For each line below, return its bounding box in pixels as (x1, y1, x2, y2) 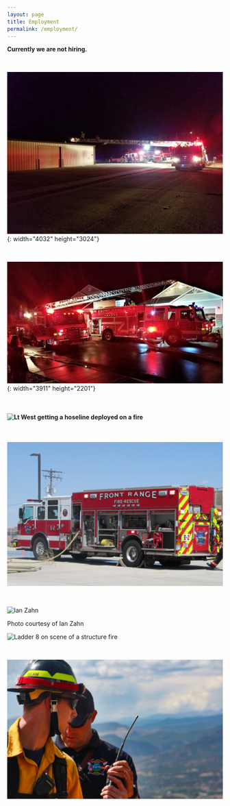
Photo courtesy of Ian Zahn (7, 619, 84, 627)
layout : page (7, 11, 44, 18)
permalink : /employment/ (7, 25, 78, 32)
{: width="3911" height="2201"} (7, 384, 96, 392)
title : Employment (7, 18, 60, 25)
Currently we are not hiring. (7, 45, 88, 53)
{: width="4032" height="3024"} (7, 235, 100, 243)
